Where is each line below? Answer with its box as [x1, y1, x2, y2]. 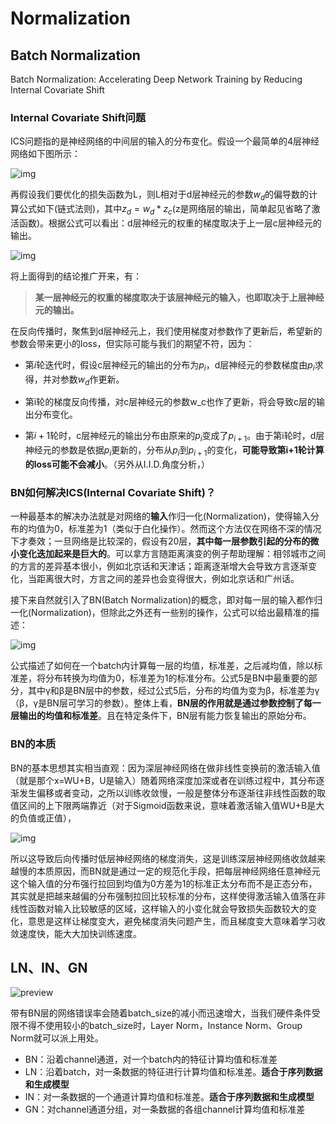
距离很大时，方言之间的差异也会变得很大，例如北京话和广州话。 [36, 573, 300, 585]
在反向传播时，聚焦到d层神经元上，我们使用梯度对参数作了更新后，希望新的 [10, 325, 323, 337]
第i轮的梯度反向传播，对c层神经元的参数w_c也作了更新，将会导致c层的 [24, 396, 317, 408]
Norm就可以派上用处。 [10, 1032, 104, 1044]
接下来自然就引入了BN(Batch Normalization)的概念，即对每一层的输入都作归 [10, 594, 323, 606]
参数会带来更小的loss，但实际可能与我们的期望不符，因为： [10, 337, 255, 349]
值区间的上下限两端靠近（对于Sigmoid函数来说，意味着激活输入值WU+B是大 [10, 799, 325, 811]
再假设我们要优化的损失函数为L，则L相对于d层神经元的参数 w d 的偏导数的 [10, 188, 310, 203]
